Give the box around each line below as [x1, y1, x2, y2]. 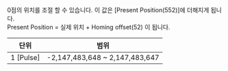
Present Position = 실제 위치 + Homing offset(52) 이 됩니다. [7, 23, 170, 31]
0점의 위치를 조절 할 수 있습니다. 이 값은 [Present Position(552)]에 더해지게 [7, 6, 210, 14]
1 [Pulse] [10, 53, 40, 62]
